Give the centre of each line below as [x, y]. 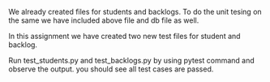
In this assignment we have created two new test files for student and [124, 36]
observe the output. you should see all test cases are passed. [111, 69]
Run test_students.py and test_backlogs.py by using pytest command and [132, 60]
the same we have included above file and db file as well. [104, 20]
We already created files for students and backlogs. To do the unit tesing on [135, 12]
